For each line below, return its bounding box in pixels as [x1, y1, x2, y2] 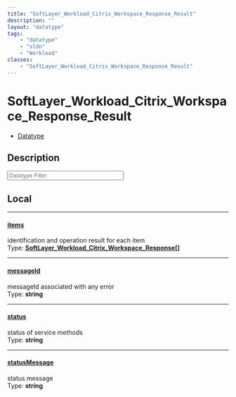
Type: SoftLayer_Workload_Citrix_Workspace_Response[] [7, 244, 181, 252]
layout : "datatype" [7, 23, 65, 30]
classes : [7, 56, 33, 63]
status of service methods [7, 328, 83, 336]
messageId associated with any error [7, 282, 114, 291]
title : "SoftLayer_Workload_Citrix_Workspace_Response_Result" [7, 10, 197, 18]
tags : [7, 30, 23, 37]
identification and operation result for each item [7, 236, 145, 245]
